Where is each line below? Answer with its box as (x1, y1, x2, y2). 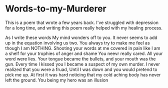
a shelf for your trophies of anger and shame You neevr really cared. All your (5, 50, 163, 56)
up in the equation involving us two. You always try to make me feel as (5, 39, 150, 45)
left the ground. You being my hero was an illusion (5, 77, 108, 83)
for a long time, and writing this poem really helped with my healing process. (5, 24, 163, 30)
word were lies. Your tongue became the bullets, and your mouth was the (5, 55, 156, 61)
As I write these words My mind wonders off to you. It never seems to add (5, 34, 157, 40)
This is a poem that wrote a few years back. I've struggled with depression (5, 19, 159, 25)
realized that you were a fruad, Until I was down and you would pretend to (5, 66, 157, 72)
